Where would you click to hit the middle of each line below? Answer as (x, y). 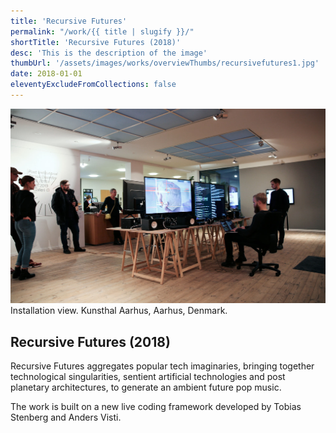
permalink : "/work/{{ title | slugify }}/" (102, 31)
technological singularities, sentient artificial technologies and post (148, 377)
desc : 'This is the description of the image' (109, 53)
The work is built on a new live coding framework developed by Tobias (156, 407)
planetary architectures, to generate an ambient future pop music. (146, 387)
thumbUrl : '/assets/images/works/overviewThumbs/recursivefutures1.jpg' (165, 63)
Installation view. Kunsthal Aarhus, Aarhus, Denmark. (119, 311)
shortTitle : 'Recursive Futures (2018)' (96, 42)
